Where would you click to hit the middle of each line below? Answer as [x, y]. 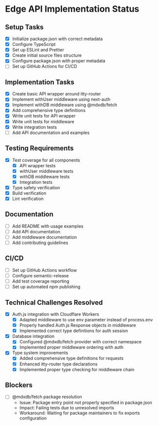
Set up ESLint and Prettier [38, 50]
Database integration [33, 336]
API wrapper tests [37, 165]
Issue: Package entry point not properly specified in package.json [86, 403]
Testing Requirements [39, 148]
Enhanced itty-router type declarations [58, 364]
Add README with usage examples [48, 226]
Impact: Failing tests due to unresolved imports [67, 407]
